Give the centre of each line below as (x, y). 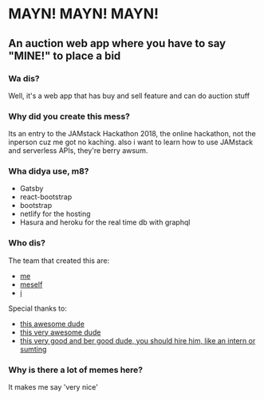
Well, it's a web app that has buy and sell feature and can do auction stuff (129, 96)
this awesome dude (52, 324)
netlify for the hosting (55, 214)
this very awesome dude (60, 332)
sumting (33, 349)
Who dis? (27, 243)
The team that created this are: (59, 261)
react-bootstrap (46, 197)
